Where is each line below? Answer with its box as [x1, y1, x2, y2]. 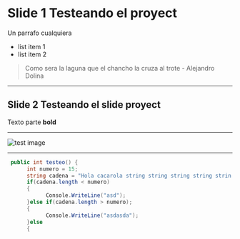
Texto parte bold [7, 118, 57, 126]
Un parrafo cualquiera [7, 29, 72, 37]
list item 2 [17, 50, 47, 59]
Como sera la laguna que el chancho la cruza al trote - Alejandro [24, 63, 215, 72]
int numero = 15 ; [26, 166, 79, 173]
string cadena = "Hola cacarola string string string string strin [26, 172, 232, 179]
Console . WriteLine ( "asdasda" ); [45, 212, 139, 219]
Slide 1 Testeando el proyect [7, 5, 177, 21]
